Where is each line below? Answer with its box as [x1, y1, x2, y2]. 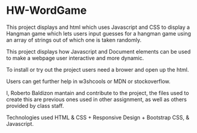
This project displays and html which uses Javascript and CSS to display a [6, 23, 190, 31]
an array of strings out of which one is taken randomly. [6, 36, 142, 43]
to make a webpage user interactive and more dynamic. [6, 54, 144, 61]
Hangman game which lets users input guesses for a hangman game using [6, 29, 191, 37]
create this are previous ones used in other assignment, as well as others [6, 96, 187, 103]
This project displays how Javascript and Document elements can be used [6, 48, 191, 55]
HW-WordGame [6, 4, 87, 17]
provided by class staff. [6, 102, 64, 109]
